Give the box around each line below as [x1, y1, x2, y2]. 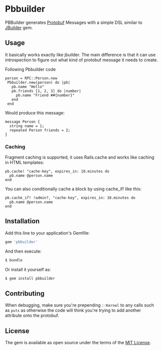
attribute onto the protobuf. [5, 313, 59, 318]
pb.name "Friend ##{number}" [16, 92, 75, 98]
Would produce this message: [5, 110, 65, 115]
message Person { [5, 119, 40, 124]
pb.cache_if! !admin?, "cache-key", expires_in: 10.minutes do [5, 196, 136, 201]
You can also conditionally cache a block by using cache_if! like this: [5, 186, 142, 192]
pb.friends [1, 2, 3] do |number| [11, 89, 81, 93]
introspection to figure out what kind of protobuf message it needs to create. [5, 57, 158, 63]
